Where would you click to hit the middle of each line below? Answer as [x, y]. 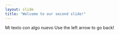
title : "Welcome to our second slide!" [46, 14]
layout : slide [20, 9]
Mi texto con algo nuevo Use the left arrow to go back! [60, 27]
